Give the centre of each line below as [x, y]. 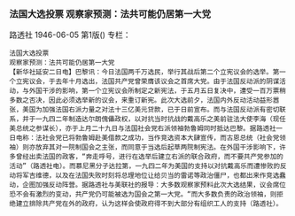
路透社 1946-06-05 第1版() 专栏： [70, 35]
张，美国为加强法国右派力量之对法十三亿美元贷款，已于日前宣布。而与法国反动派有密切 [144, 110]
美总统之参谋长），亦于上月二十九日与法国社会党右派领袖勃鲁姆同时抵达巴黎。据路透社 [143, 129]
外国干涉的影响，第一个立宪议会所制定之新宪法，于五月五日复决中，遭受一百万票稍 [157, 91]
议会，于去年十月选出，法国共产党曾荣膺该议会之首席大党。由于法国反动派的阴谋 [154, 81]
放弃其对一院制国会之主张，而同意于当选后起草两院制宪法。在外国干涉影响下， [157, 148]
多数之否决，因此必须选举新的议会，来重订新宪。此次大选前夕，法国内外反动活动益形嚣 [144, 100]
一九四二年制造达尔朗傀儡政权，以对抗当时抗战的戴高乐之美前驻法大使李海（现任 [160, 120]
